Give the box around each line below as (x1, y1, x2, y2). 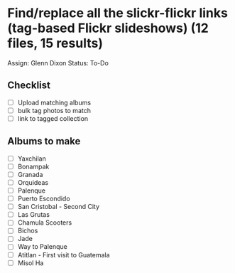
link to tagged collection (17, 114, 89, 122)
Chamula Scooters (17, 218, 72, 227)
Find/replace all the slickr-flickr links (7, 5, 229, 21)
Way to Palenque (17, 242, 67, 251)
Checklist (7, 80, 51, 92)
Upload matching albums (17, 98, 91, 107)
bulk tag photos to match (17, 106, 91, 114)
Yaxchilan (17, 154, 46, 163)
